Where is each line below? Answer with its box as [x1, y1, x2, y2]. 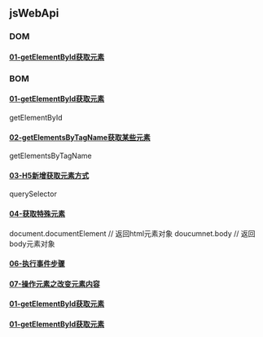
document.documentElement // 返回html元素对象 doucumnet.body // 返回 [9, 228, 256, 239]
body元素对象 [9, 239, 55, 248]
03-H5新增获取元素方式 [9, 170, 90, 180]
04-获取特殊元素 [9, 209, 66, 219]
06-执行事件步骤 [9, 259, 66, 269]
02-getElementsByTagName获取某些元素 [9, 132, 151, 142]
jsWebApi [9, 7, 59, 20]
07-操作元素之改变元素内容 [9, 278, 100, 288]
